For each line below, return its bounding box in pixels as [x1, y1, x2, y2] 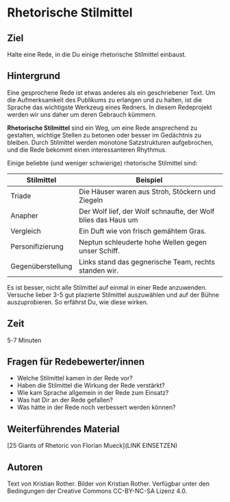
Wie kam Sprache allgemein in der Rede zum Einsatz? [16, 389, 169, 397]
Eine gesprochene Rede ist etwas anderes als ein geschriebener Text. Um [7, 88, 216, 97]
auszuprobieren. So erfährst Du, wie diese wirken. [7, 297, 149, 306]
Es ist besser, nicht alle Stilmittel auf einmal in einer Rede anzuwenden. [7, 283, 207, 291]
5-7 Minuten [7, 336, 42, 344]
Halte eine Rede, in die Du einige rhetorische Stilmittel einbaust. [7, 50, 187, 58]
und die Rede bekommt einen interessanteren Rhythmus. [7, 146, 167, 154]
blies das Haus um [78, 215, 138, 225]
